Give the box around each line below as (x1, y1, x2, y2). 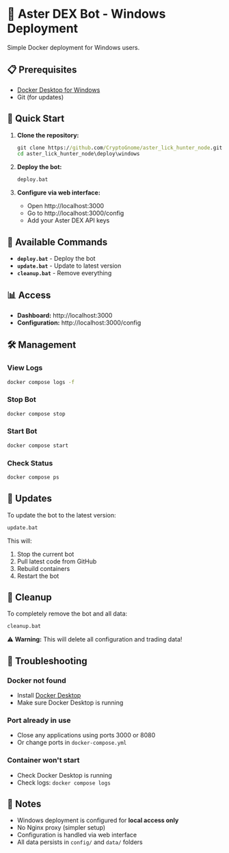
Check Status (7, 458, 53, 468)
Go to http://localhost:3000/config (27, 209, 124, 218)
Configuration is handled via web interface (16, 831, 137, 839)
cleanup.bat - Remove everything (16, 269, 112, 277)
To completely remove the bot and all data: (7, 609, 128, 618)
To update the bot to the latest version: (7, 511, 116, 519)
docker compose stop (7, 410, 66, 417)
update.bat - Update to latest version (16, 262, 122, 270)
